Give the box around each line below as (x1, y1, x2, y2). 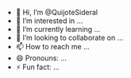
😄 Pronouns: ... (15, 53, 67, 63)
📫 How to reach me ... (15, 42, 90, 51)
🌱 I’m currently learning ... (15, 25, 101, 33)
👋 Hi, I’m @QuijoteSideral (15, 8, 98, 17)
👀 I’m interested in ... (15, 16, 83, 25)
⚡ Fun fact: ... (15, 62, 60, 72)
